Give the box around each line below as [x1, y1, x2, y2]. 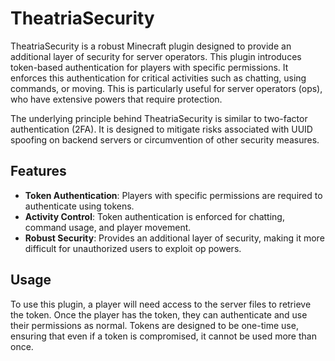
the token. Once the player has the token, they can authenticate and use [10, 308, 308, 321]
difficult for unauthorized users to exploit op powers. [24, 242, 242, 254]
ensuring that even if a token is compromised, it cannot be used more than [10, 330, 317, 342]
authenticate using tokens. [24, 200, 135, 212]
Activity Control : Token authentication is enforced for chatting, [24, 210, 285, 222]
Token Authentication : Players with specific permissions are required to [24, 189, 323, 201]
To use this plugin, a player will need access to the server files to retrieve [10, 298, 312, 310]
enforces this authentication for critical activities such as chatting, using [10, 72, 307, 84]
